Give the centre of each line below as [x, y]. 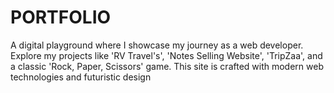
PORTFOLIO [61, 17]
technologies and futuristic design [81, 77]
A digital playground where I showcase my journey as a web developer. [157, 45]
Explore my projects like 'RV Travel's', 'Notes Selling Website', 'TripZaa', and [166, 55]
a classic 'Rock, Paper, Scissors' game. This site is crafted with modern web [167, 66]
